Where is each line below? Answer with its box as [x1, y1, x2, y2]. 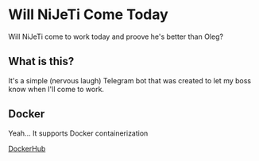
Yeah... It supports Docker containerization [8, 128, 149, 138]
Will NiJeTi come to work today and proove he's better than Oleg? [8, 32, 224, 41]
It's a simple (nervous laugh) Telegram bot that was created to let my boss [8, 75, 252, 85]
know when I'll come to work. [8, 84, 105, 94]
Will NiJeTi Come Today [8, 6, 168, 24]
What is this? [8, 55, 75, 68]
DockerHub [8, 144, 46, 153]
